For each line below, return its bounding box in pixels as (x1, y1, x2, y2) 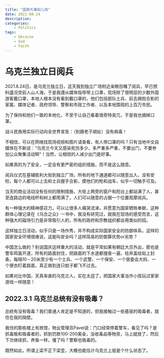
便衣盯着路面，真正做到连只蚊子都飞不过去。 (9, 262, 99, 268)
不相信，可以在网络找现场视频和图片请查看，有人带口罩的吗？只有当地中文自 (5, 139, 159, 145)
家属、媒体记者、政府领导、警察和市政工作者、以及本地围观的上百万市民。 (5, 101, 155, 108)
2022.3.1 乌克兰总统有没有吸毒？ (5, 294, 104, 303)
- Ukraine (14, 35, 34, 40)
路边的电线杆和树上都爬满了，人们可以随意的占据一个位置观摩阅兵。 (13, 194, 150, 201)
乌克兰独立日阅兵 (5, 66, 74, 77)
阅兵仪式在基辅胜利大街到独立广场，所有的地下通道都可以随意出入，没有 (5, 172, 150, 178)
